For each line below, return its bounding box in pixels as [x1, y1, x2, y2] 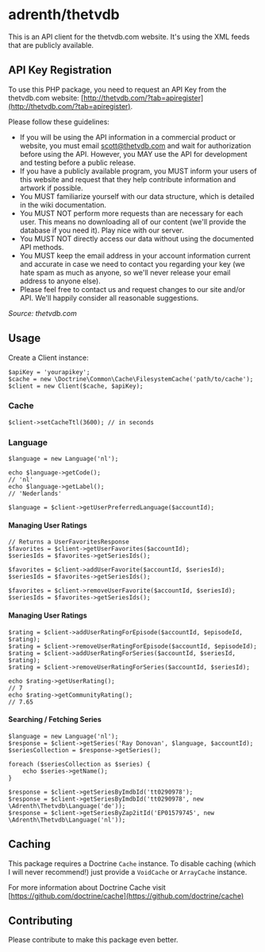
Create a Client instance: [8, 353, 89, 362]
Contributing [8, 914, 73, 927]
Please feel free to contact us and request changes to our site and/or [19, 284, 246, 294]
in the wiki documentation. [19, 200, 107, 209]
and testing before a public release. [19, 158, 136, 167]
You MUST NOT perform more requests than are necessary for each [19, 209, 244, 218]
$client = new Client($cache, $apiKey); [8, 382, 144, 390]
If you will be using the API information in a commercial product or [19, 132, 236, 142]
